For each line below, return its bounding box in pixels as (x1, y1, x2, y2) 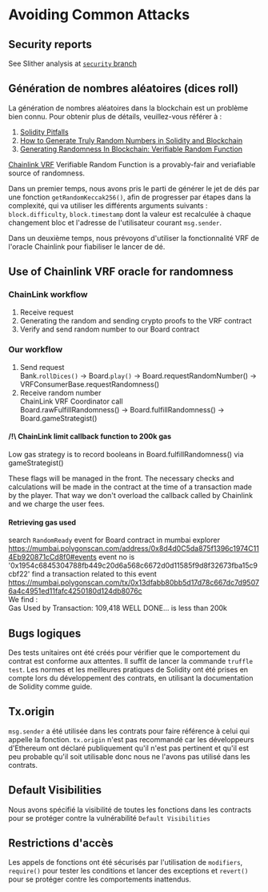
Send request (19, 362, 65, 372)
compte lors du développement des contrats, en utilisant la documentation (8, 673, 254, 683)
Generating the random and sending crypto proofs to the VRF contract (19, 315, 252, 325)
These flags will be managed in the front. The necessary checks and (8, 474, 234, 483)
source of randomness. (8, 168, 86, 178)
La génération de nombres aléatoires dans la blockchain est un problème (8, 102, 249, 113)
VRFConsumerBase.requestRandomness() (19, 379, 160, 389)
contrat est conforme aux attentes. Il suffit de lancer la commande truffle (8, 657, 254, 666)
